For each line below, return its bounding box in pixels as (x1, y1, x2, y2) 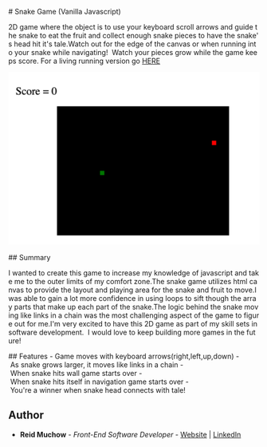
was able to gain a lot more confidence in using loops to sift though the (8, 294, 241, 303)
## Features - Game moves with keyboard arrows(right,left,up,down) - (8, 351, 240, 361)
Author (8, 409, 44, 422)
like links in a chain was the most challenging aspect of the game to (20, 311, 242, 320)
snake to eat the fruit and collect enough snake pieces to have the (18, 31, 235, 40)
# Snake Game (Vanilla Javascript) (8, 7, 121, 16)
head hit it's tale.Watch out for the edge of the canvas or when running (14, 39, 247, 49)
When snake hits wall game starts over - (10, 369, 143, 378)
